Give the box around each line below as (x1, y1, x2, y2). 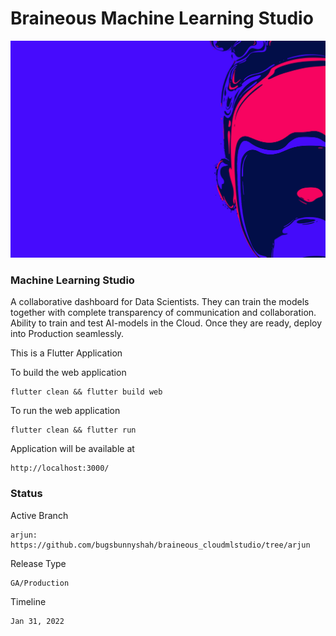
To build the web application (10, 367, 127, 379)
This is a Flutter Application (10, 347, 123, 359)
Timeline (10, 595, 47, 607)
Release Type (10, 557, 67, 569)
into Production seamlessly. (10, 328, 125, 340)
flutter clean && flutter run (10, 425, 137, 436)
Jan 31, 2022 (10, 616, 65, 626)
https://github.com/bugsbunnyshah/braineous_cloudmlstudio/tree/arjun (10, 540, 311, 550)
